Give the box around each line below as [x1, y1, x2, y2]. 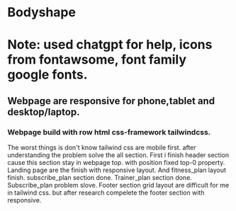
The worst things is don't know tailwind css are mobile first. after [7, 143, 196, 152]
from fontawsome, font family [7, 52, 186, 68]
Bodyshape [7, 4, 77, 21]
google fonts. [7, 67, 88, 83]
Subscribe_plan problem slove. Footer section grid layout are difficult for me [7, 181, 230, 190]
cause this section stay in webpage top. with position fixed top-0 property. [7, 159, 225, 167]
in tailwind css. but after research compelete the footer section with [7, 188, 205, 197]
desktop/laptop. [7, 105, 80, 118]
